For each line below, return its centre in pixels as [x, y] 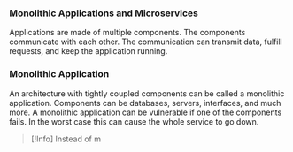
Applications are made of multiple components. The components [127, 33]
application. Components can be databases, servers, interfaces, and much [145, 103]
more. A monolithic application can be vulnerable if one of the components [146, 112]
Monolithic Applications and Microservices [104, 13]
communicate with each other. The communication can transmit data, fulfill [146, 42]
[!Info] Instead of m [66, 139]
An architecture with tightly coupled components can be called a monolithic [147, 93]
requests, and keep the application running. [89, 51]
